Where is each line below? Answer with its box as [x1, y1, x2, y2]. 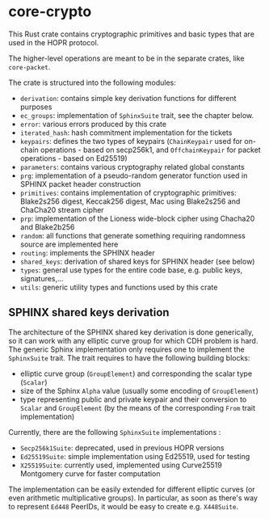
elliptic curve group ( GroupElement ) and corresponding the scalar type [19, 369, 253, 378]
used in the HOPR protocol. [8, 37, 99, 47]
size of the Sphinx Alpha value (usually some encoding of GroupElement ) [19, 386, 258, 395]
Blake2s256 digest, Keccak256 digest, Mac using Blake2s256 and [19, 196, 241, 206]
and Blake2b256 [19, 222, 75, 232]
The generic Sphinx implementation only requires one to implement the [8, 344, 245, 354]
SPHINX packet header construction [19, 179, 141, 188]
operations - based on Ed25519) [19, 153, 128, 163]
